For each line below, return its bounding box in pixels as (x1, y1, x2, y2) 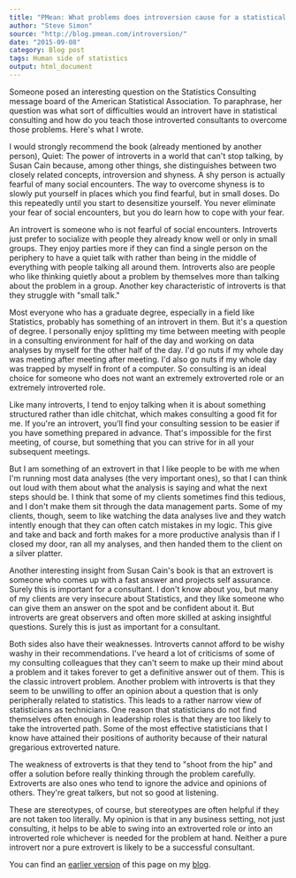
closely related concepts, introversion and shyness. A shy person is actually (9, 169, 285, 179)
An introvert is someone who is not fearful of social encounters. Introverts (9, 224, 278, 234)
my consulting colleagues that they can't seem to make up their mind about (9, 657, 284, 668)
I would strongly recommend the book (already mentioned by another (9, 141, 262, 151)
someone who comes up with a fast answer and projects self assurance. (9, 574, 273, 584)
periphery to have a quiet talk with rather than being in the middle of (9, 252, 257, 263)
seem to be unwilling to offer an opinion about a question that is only (9, 685, 259, 696)
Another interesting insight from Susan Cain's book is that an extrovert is (9, 565, 274, 576)
